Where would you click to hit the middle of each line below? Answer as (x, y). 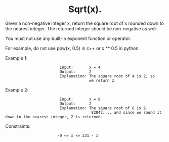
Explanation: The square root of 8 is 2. (104, 108)
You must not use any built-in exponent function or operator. (68, 38)
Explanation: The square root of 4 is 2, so (107, 76)
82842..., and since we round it (126, 112)
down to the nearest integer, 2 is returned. (54, 117)
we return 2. (102, 80)
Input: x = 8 (80, 99)
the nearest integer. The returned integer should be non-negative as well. (82, 28)
